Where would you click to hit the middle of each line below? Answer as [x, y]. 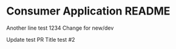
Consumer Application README [88, 11]
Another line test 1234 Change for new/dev [60, 28]
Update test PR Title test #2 [41, 39]
